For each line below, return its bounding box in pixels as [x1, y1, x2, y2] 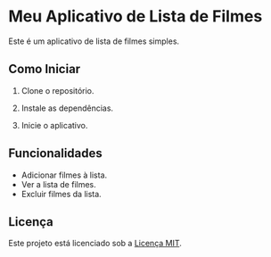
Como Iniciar [8, 62, 81, 77]
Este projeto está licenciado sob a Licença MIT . [8, 238, 182, 249]
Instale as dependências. [21, 103, 113, 113]
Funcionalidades [8, 145, 103, 162]
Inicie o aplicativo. [21, 120, 88, 130]
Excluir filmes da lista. [21, 188, 102, 199]
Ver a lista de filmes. [21, 178, 97, 189]
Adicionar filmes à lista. [21, 170, 108, 180]
